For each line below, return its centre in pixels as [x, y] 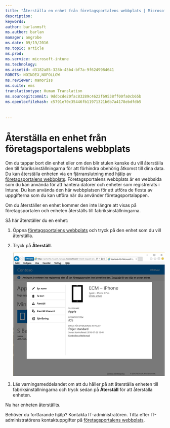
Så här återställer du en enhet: [37, 220]
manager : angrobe [24, 38]
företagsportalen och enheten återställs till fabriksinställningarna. [73, 211]
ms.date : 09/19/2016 [27, 43]
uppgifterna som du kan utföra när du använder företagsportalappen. [77, 195]
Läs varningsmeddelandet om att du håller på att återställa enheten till [85, 384]
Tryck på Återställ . [32, 246]
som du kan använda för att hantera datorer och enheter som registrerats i [82, 185]
